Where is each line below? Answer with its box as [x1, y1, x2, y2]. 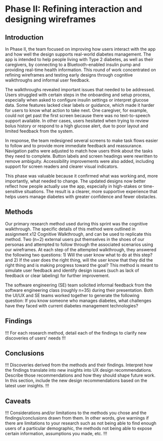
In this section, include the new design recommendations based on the [5, 378, 147, 383]
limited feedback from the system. [5, 128, 74, 134]
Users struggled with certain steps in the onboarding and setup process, [5, 92, 151, 98]
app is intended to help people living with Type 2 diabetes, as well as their [5, 57, 154, 62]
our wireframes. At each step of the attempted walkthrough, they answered [5, 246, 157, 252]
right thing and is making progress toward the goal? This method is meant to [5, 262, 159, 268]
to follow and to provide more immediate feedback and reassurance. [5, 143, 143, 148]
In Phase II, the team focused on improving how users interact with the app [5, 46, 156, 52]
